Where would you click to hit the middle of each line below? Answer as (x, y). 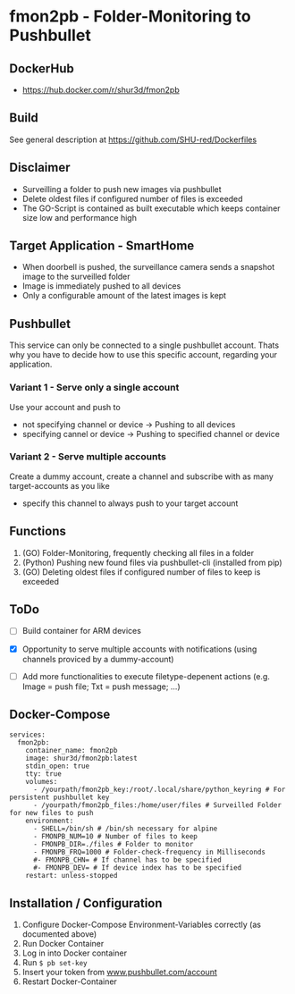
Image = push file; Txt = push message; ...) (101, 687)
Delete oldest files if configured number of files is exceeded (132, 198)
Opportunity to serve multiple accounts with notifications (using (139, 649)
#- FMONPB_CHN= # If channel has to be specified (127, 860)
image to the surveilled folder (76, 277)
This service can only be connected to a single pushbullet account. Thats (144, 345)
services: (28, 735)
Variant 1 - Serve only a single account (94, 388)
